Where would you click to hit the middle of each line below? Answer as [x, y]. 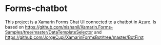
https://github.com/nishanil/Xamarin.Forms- [69, 27]
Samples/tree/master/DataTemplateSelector [49, 32]
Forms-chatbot [36, 8]
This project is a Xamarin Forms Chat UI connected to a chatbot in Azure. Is [81, 22]
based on [15, 27]
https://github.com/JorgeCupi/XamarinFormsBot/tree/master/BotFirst [74, 37]
